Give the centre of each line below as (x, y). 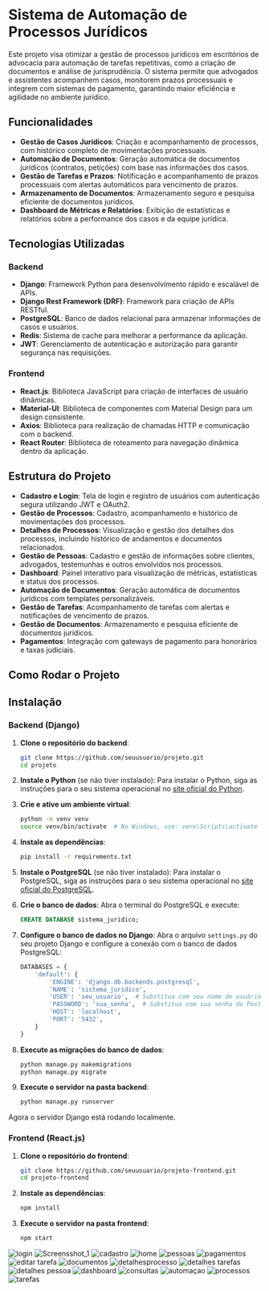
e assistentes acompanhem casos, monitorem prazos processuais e (120, 80)
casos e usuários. (49, 327)
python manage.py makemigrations (76, 1064)
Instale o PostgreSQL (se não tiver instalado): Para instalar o (120, 872)
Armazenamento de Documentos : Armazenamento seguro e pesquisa (137, 193)
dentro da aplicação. (54, 451)
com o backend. (47, 434)
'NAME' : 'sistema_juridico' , (98, 989)
